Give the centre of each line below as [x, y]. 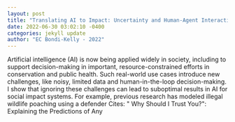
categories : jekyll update [47, 33]
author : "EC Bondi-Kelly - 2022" [56, 40]
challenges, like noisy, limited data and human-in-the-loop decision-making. [117, 82]
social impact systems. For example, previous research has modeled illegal [115, 97]
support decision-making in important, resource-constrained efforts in [108, 67]
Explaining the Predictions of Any [55, 112]
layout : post [26, 14]
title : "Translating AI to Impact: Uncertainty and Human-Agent [103, 20]
